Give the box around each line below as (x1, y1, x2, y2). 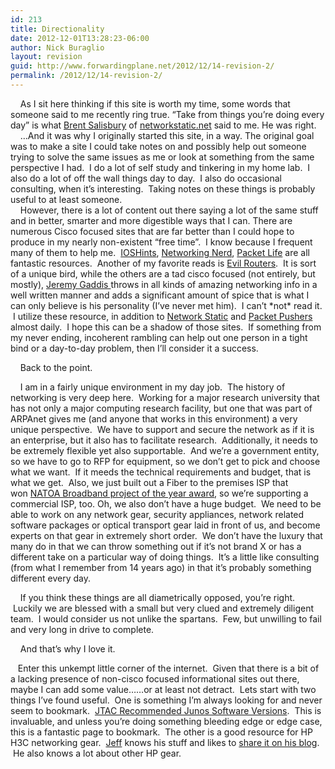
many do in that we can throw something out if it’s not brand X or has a (10, 540, 302, 552)
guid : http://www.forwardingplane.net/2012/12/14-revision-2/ (10, 61, 275, 71)
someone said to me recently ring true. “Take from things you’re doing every (10, 108, 325, 120)
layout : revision (10, 52, 83, 62)
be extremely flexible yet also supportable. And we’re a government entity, (10, 444, 320, 456)
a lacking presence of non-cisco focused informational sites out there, (10, 672, 300, 685)
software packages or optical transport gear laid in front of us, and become (10, 519, 321, 531)
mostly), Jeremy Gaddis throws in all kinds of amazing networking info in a (10, 278, 318, 290)
